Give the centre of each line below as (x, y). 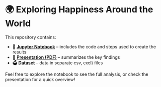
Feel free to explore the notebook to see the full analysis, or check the (77, 74)
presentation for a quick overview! (40, 79)
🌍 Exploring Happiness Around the (79, 10)
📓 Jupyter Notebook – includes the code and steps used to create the (84, 46)
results (19, 52)
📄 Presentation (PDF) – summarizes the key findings (66, 57)
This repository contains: (31, 37)
